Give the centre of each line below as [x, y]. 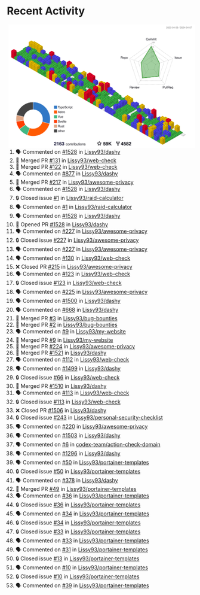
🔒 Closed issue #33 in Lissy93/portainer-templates [78, 532]
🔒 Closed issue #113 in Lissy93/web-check [68, 402]
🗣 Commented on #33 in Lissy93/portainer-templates [82, 541]
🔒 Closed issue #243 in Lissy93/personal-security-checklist [89, 418]
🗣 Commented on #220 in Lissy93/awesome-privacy [81, 427]
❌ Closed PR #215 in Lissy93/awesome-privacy [74, 267]
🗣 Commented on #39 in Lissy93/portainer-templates [82, 585]
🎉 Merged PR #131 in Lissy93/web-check [66, 160]
